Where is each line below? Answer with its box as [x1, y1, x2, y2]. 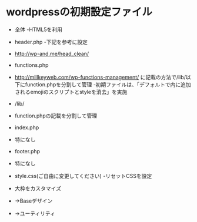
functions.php [14, 61, 49, 68]
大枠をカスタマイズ [14, 184, 62, 191]
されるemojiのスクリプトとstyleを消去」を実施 [14, 88, 128, 95]
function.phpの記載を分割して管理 [14, 112, 98, 119]
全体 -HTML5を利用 [14, 26, 63, 33]
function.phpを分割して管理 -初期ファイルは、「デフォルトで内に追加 [25, 80, 191, 88]
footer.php [14, 147, 40, 154]
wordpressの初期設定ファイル [6, 5, 153, 19]
